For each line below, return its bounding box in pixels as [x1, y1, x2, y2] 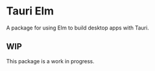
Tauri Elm [6, 4, 54, 18]
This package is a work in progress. [6, 57, 95, 64]
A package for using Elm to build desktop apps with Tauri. [6, 24, 149, 31]
